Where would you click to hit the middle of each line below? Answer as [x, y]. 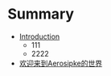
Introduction [39, 36]
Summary [41, 14]
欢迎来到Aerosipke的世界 [60, 63]
